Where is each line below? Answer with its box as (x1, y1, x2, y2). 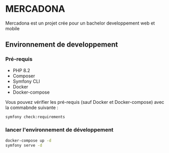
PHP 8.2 (12, 67, 30, 73)
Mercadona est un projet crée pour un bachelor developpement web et (5, 20, 155, 26)
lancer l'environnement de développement (5, 126, 114, 134)
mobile (5, 25, 20, 31)
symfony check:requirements (5, 114, 66, 119)
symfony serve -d (5, 143, 43, 148)
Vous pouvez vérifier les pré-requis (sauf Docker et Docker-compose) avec (5, 99, 165, 105)
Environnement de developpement (5, 40, 118, 49)
